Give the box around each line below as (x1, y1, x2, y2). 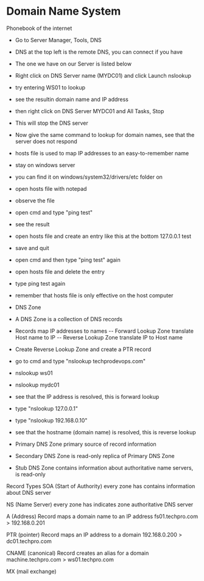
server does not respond (15, 138, 77, 145)
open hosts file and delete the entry (15, 268, 105, 275)
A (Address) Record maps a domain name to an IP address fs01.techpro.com (6, 513, 199, 520)
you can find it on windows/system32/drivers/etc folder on (15, 173, 163, 180)
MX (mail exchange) (6, 568, 57, 575)
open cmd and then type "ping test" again (15, 256, 121, 264)
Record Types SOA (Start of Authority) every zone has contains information (6, 482, 195, 490)
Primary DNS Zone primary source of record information (15, 440, 157, 448)
